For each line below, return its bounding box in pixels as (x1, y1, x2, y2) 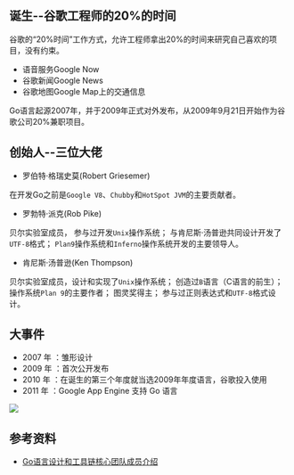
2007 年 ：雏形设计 (21, 352, 94, 363)
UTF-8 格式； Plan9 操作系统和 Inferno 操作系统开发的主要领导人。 (9, 238, 243, 249)
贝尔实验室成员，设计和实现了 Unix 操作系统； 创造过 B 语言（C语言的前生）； (9, 275, 283, 287)
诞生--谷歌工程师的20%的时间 (9, 8, 176, 24)
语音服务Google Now (21, 63, 100, 74)
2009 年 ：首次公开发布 (21, 364, 110, 374)
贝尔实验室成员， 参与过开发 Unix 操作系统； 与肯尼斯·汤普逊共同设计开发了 (9, 226, 282, 238)
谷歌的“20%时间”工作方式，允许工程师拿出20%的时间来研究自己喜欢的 (9, 34, 270, 45)
